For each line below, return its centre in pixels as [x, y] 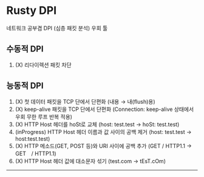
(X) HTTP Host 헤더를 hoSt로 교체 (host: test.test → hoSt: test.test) [97, 124]
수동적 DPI [25, 49]
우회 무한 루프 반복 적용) [44, 116]
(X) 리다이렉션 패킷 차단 [43, 65]
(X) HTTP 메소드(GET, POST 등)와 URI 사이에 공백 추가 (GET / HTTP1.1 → [104, 145]
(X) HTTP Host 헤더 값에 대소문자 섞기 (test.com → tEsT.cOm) [90, 161]
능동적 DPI [25, 86]
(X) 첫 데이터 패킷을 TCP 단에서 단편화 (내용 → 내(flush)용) [85, 101]
